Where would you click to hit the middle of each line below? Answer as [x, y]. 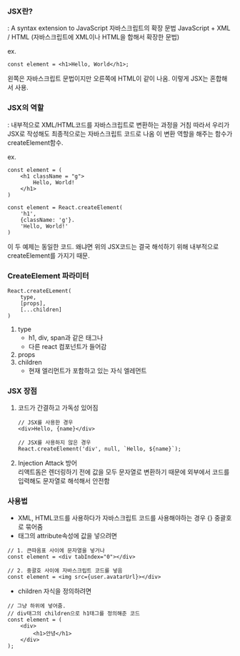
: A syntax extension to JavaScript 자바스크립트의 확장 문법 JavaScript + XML [119, 28]
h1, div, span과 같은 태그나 [66, 338]
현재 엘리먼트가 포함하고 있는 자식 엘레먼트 [88, 370]
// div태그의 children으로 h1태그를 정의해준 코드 [74, 614]
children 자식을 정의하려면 [54, 591]
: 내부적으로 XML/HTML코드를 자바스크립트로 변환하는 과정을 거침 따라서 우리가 [119, 125]
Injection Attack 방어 [47, 463]
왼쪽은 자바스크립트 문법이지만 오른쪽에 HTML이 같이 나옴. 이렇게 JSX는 [108, 79]
